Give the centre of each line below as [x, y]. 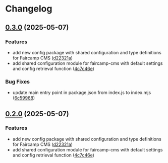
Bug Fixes [18, 81]
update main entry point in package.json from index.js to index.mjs [82, 93]
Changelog [29, 9]
